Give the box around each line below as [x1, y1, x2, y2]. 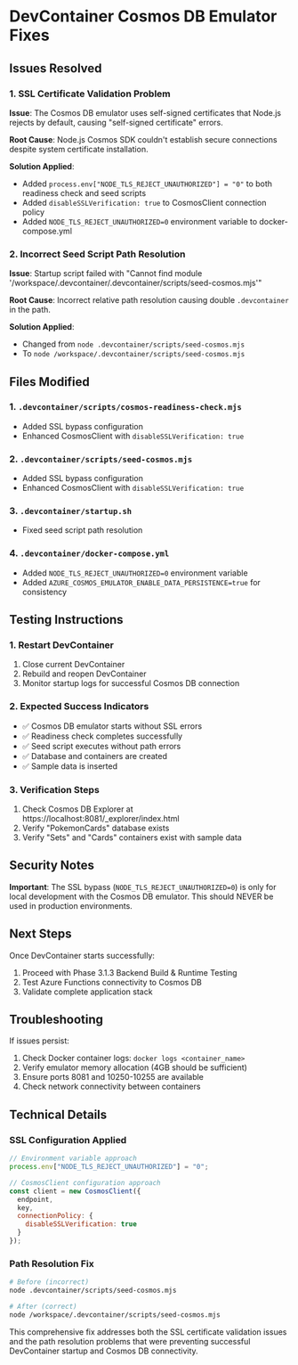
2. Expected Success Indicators [9, 700, 149, 713]
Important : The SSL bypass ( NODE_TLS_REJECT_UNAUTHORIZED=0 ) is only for [9, 881, 277, 892]
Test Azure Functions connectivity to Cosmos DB [21, 977, 202, 987]
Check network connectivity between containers [21, 1081, 201, 1092]
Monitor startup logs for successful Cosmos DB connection [21, 678, 240, 689]
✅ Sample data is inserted [21, 760, 118, 772]
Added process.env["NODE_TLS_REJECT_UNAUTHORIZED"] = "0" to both [21, 178, 273, 189]
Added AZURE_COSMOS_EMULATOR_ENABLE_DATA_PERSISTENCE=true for [21, 576, 261, 587]
